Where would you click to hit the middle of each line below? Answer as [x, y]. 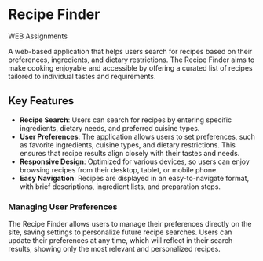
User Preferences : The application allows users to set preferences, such [137, 136]
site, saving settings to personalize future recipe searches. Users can [120, 232]
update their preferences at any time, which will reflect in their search [121, 241]
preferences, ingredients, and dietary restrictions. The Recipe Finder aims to [131, 60]
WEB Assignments [38, 36]
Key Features [41, 101]
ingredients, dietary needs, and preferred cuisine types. [110, 128]
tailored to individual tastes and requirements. [82, 76]
